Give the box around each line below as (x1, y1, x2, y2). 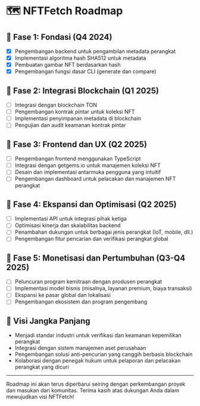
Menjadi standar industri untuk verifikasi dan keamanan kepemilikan (14, 331, 182, 339)
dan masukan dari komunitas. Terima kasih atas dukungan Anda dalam (6, 387, 180, 394)
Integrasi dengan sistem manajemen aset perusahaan (14, 345, 146, 352)
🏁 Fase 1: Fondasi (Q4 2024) (6, 32, 112, 42)
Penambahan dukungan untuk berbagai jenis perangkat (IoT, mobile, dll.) (14, 228, 193, 235)
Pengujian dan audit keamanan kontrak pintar (14, 122, 126, 129)
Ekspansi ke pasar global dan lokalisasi (14, 292, 111, 299)
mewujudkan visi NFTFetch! (6, 393, 74, 401)
